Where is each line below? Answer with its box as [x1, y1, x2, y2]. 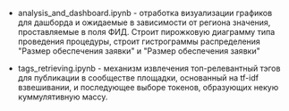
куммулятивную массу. [17, 91, 108, 102]
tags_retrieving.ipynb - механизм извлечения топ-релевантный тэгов [17, 63, 281, 73]
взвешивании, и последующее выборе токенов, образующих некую [17, 82, 279, 92]
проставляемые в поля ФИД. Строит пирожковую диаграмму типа [17, 27, 276, 37]
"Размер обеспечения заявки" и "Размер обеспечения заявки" [17, 46, 261, 56]
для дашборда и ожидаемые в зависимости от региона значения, [17, 17, 271, 28]
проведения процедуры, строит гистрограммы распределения [17, 36, 261, 47]
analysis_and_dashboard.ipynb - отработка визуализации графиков [17, 8, 273, 18]
